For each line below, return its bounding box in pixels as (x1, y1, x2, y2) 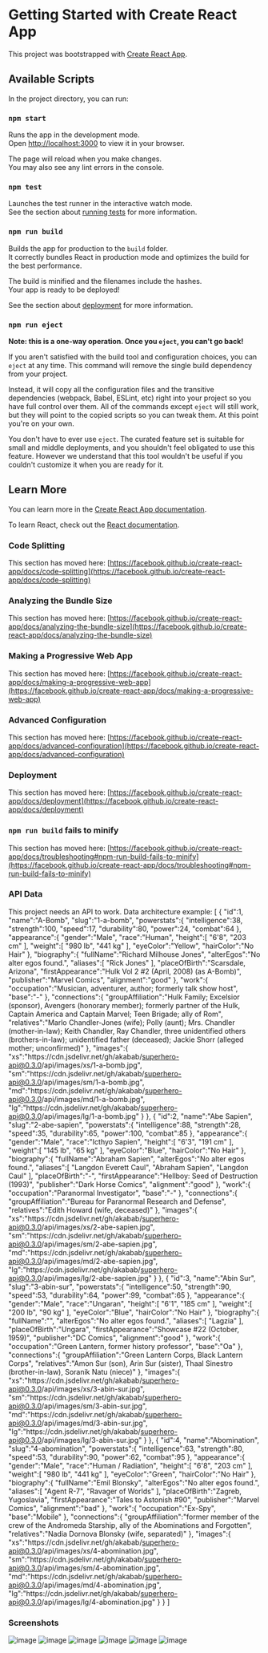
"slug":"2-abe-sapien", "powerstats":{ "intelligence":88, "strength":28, (8, 1120, 242, 1129)
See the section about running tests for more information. (8, 207, 198, 217)
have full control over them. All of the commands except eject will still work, (8, 401, 259, 411)
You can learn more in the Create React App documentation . (8, 504, 207, 514)
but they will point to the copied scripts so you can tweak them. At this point (8, 410, 258, 419)
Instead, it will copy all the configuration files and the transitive (8, 384, 214, 394)
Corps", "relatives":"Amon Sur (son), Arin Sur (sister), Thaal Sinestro (8, 1358, 234, 1368)
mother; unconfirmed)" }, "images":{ (8, 1043, 129, 1052)
